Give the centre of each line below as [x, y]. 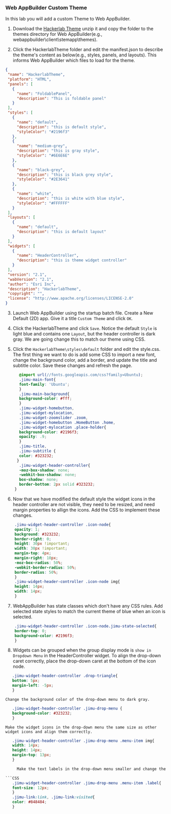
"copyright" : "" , [26, 294]
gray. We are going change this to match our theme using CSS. [79, 339]
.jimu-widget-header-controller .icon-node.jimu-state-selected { [86, 626]
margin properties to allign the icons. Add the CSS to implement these [86, 510]
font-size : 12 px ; [31, 788]
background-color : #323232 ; [42, 713]
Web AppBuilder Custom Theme [46, 8]
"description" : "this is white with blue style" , [71, 198]
